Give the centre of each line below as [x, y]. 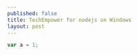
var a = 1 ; [23, 45]
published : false [32, 13]
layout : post [26, 26]
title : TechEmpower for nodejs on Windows [69, 20]
